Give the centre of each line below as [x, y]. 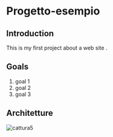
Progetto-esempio [53, 11]
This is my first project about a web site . [57, 48]
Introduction [30, 33]
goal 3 [23, 94]
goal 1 [22, 81]
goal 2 [23, 88]
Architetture [30, 113]
